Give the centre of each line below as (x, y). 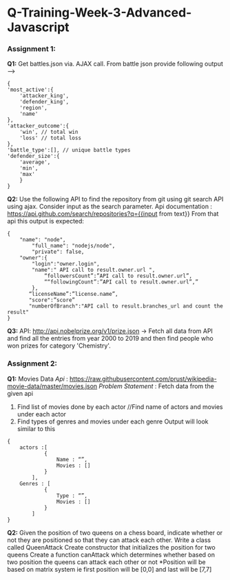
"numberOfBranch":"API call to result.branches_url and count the (126, 306)
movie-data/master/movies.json (52, 386)
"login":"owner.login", (66, 264)
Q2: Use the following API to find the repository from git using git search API (115, 199)
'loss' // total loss (50, 138)
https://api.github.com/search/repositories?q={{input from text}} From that (113, 214)
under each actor (42, 414)
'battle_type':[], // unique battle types (69, 150)
